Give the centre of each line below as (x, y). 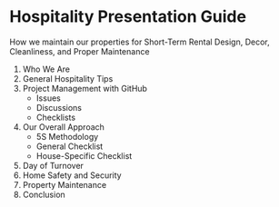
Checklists (55, 117)
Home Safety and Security (72, 175)
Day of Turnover (53, 165)
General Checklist (70, 146)
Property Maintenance (65, 184)
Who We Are (46, 69)
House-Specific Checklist (84, 155)
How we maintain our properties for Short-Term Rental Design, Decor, (139, 42)
